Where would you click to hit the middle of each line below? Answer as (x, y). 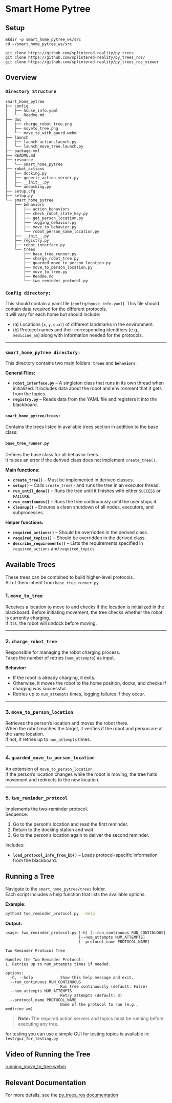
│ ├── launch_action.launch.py (41, 142)
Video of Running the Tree (48, 1055)
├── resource (19, 160)
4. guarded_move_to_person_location (50, 757)
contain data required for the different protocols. (56, 309)
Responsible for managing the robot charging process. (63, 652)
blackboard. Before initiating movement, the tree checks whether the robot (84, 612)
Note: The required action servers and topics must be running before (91, 1018)
